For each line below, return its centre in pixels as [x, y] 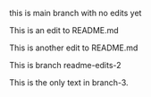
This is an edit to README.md [64, 30]
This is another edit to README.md [74, 48]
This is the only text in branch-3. [69, 83]
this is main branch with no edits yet [75, 13]
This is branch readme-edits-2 [66, 65]
